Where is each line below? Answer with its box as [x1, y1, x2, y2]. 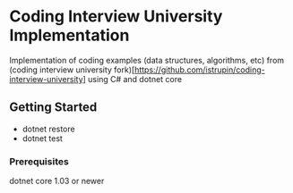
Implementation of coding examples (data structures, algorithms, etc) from [9, 55, 285, 65]
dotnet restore [22, 123, 75, 134]
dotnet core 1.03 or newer [9, 176, 105, 187]
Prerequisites [9, 155, 69, 167]
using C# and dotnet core [88, 73, 182, 84]
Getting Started [9, 100, 98, 115]
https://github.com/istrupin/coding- [134, 64, 266, 75]
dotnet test [22, 132, 63, 144]
